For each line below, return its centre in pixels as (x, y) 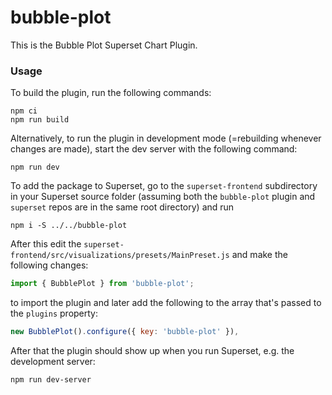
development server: (53, 361)
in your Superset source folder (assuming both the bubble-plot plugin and (163, 197)
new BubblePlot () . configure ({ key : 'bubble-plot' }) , (125, 332)
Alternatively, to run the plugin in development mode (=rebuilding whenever (166, 138)
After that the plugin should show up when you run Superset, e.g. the (152, 350)
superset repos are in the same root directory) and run (122, 207)
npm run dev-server (51, 379)
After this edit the (46, 244)
